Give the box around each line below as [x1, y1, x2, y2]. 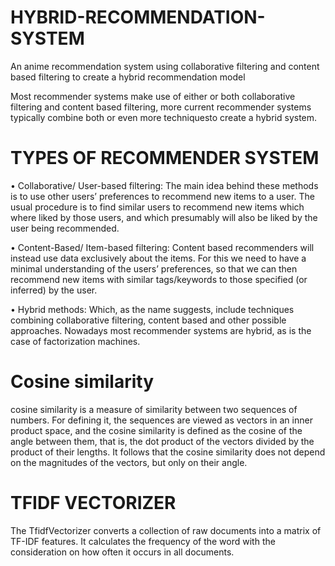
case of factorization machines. [10, 335, 141, 347]
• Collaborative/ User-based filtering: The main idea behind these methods [10, 179, 319, 191]
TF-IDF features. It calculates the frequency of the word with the [10, 535, 276, 547]
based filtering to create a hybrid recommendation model [10, 71, 246, 83]
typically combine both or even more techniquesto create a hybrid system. [10, 111, 318, 123]
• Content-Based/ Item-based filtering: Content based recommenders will [10, 241, 315, 253]
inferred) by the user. [10, 284, 98, 296]
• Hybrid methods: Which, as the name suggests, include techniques [10, 303, 295, 315]
